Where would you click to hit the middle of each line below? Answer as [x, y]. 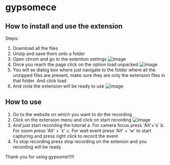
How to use [23, 102]
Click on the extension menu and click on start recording [72, 120]
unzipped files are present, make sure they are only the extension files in [89, 75]
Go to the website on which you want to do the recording [72, 114]
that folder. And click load [39, 81]
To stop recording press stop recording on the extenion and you [79, 141]
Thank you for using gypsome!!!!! [40, 156]
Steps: [12, 38]
